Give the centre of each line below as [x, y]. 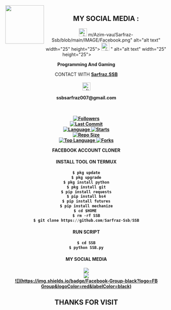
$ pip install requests [86, 192]
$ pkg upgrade [86, 177]
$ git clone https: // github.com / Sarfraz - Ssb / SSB [86, 220]
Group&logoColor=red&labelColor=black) [86, 286]
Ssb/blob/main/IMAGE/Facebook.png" [92, 40]
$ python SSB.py [86, 247]
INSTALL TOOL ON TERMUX [86, 162]
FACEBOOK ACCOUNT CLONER [86, 150]
